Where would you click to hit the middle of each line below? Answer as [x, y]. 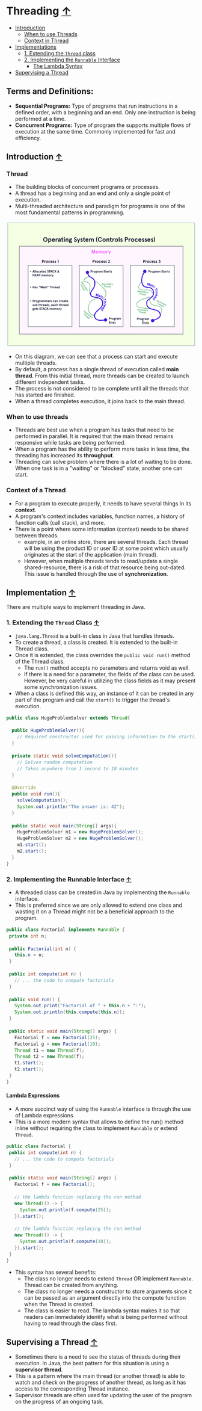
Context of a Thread [36, 490]
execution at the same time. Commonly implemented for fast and [95, 131]
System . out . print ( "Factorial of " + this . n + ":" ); [80, 1006]
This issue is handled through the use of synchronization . [96, 573]
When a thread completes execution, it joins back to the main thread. [100, 401]
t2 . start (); [29, 1069]
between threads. [37, 535]
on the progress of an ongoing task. [59, 1401]
